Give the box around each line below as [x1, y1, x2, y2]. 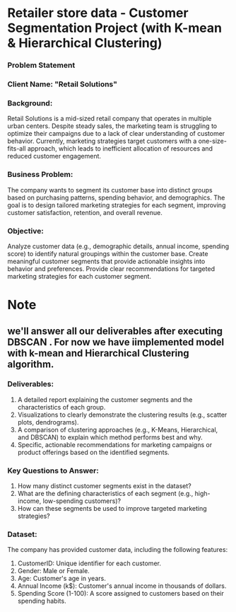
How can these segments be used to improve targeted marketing [17, 504, 207, 513]
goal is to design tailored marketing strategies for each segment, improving [7, 200, 226, 209]
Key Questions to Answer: [7, 466, 99, 475]
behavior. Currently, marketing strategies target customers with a [7, 137, 197, 146]
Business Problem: [7, 170, 73, 180]
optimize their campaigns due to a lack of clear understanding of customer [7, 129, 225, 138]
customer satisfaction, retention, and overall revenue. [7, 208, 163, 216]
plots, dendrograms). [17, 417, 79, 426]
